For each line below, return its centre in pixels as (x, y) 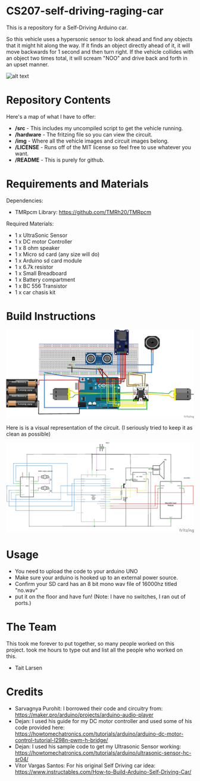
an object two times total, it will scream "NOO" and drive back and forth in (97, 58)
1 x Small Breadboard (41, 273)
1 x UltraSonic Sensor (41, 235)
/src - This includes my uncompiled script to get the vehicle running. (99, 128)
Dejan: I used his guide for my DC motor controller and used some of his (103, 721)
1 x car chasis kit (35, 292)
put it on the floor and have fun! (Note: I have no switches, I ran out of (100, 597)
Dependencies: (25, 200)
